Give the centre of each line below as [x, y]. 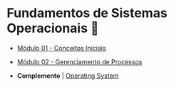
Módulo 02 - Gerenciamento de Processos [80, 61]
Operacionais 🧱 [53, 28]
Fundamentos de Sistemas [87, 13]
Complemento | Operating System [68, 76]
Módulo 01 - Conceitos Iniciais [61, 48]
